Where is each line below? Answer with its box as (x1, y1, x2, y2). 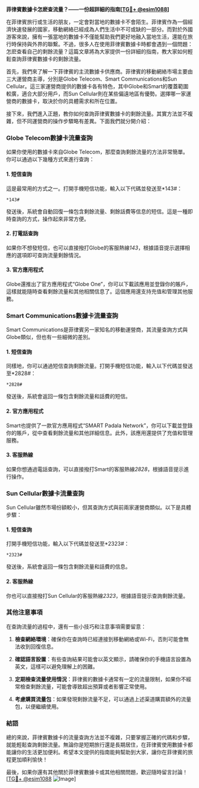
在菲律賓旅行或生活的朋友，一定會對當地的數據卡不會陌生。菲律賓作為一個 (6, 18, 188, 25)
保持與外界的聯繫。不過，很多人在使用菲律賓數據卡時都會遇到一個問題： (16, 41, 193, 47)
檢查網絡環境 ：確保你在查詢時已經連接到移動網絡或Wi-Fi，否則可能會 (14, 635, 184, 642)
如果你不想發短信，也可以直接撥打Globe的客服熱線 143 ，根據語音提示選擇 (6, 244, 185, 251)
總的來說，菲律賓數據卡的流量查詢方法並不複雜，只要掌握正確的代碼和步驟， (6, 734, 193, 741)
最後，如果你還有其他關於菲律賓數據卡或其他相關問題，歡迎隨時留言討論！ (6, 768, 188, 776)
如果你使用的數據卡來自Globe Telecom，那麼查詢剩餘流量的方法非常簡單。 (6, 148, 188, 156)
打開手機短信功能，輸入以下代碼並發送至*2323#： (6, 540, 130, 547)
